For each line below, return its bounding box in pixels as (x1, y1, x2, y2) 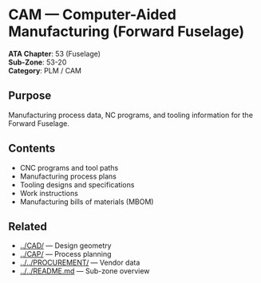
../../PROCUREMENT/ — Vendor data (19, 257, 140, 268)
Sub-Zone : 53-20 (8, 57, 67, 67)
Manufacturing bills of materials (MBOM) (19, 197, 154, 206)
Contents (8, 142, 56, 155)
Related (8, 219, 48, 233)
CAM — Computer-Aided (8, 6, 177, 24)
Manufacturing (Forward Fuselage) (8, 22, 245, 41)
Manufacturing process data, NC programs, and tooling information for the (8, 110, 254, 120)
